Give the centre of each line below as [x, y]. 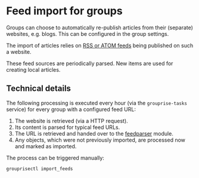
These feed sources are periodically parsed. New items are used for [90, 63]
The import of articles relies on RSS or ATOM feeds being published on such [100, 45]
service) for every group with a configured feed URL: [71, 109]
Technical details [39, 89]
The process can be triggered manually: [55, 158]
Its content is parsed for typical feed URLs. [67, 127]
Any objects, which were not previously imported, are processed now [100, 140]
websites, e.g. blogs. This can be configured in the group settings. [88, 33]
